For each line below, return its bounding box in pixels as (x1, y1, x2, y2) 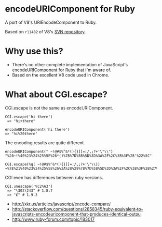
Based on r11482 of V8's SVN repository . (5, 29, 86, 34)
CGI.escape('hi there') (5, 114, 53, 119)
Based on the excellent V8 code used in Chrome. (12, 72, 109, 78)
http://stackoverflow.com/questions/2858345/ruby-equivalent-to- (12, 206, 143, 212)
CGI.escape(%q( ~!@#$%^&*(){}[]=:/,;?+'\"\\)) (5, 162, 100, 166)
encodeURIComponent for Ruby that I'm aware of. (12, 67, 111, 73)
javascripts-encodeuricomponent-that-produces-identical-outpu (12, 211, 141, 217)
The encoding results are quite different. (5, 139, 85, 146)
